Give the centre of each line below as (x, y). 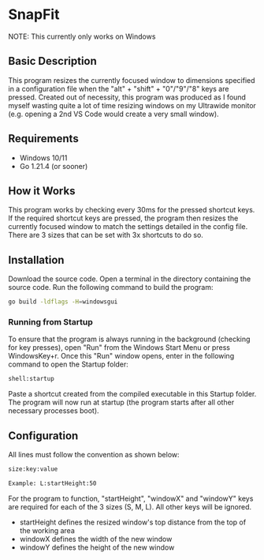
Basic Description (52, 61)
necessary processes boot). (54, 411)
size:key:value (33, 469)
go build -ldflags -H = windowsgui (63, 302)
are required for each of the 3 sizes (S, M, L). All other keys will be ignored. (130, 506)
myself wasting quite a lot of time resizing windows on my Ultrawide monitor (132, 105)
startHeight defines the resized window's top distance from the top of (133, 522)
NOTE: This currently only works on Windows (82, 36)
